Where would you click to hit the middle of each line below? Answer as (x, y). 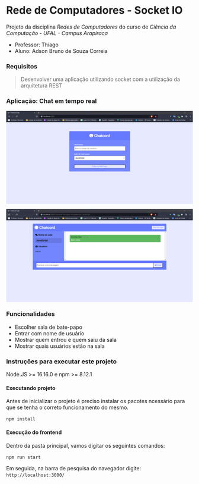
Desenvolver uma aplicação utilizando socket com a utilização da (100, 79)
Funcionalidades (31, 314)
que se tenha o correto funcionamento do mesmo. (68, 407)
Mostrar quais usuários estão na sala (60, 346)
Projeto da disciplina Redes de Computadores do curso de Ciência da (91, 27)
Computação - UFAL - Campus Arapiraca (57, 33)
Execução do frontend (34, 432)
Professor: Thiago (37, 45)
